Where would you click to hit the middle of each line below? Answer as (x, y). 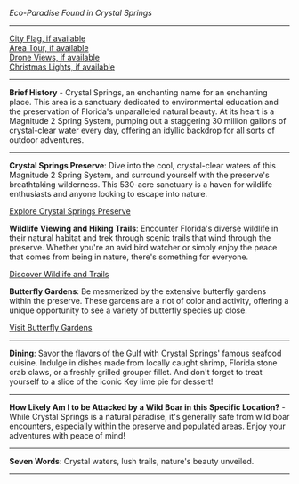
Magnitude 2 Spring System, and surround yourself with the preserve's (139, 175)
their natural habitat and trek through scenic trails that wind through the (140, 238)
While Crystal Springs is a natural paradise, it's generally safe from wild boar (149, 417)
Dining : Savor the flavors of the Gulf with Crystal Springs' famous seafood (145, 353)
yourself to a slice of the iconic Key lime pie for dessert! (111, 381)
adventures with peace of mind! (68, 435)
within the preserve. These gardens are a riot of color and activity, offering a (149, 301)
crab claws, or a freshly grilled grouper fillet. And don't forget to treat (136, 372)
